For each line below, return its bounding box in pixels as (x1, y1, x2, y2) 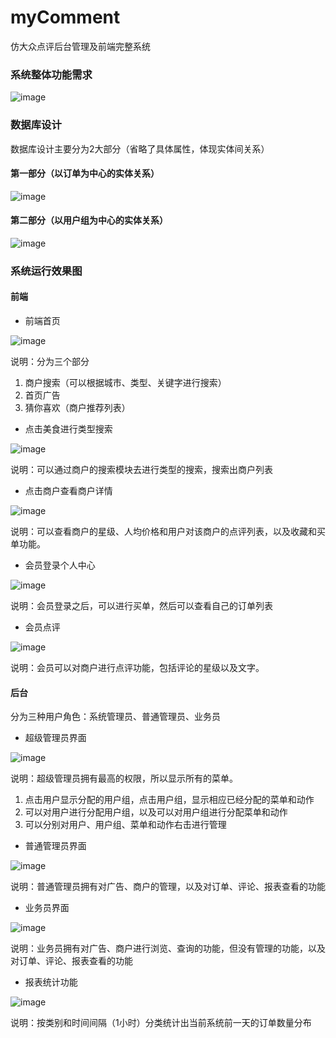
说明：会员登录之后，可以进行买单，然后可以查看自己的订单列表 (10, 600, 273, 612)
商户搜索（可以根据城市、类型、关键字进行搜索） (24, 377, 227, 389)
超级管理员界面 (24, 732, 87, 744)
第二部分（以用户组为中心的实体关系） (10, 214, 168, 226)
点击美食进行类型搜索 (24, 423, 113, 435)
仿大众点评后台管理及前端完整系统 (10, 40, 151, 52)
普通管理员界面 (24, 840, 87, 852)
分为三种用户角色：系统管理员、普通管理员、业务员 (10, 711, 221, 723)
